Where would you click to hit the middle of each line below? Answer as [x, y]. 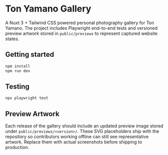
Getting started [30, 55]
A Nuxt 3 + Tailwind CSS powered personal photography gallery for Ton [80, 23]
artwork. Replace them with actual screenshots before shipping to [74, 142]
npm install [18, 66]
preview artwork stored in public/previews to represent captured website [81, 33]
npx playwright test [27, 98]
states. [12, 39]
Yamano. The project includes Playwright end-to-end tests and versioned [81, 28]
